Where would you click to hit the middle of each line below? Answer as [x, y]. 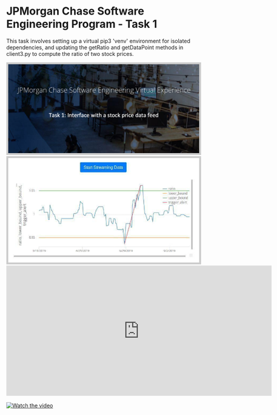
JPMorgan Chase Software [75, 11]
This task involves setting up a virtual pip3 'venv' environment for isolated [98, 41]
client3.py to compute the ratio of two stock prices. [70, 53]
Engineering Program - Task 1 [82, 24]
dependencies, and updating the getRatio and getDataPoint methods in [95, 47]
